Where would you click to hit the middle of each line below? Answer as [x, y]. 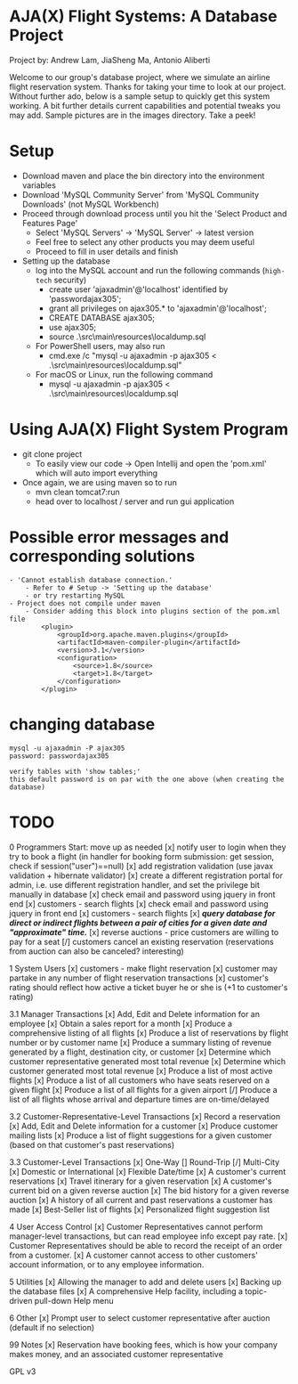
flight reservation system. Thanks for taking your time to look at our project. [148, 86]
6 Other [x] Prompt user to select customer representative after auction [140, 1318]
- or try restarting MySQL [75, 595]
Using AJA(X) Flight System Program [149, 430]
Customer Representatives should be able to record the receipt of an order [146, 1245]
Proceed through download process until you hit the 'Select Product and [154, 213]
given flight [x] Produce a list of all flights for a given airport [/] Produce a [143, 1089]
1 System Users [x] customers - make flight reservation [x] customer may [144, 968]
